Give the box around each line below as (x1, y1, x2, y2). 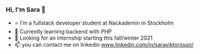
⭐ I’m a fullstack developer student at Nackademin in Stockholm (14, 19, 174, 26)
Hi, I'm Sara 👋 (5, 5, 46, 14)
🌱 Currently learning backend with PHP (14, 28, 112, 35)
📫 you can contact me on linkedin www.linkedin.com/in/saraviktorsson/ (14, 41, 194, 49)
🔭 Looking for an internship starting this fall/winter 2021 (14, 34, 153, 41)
